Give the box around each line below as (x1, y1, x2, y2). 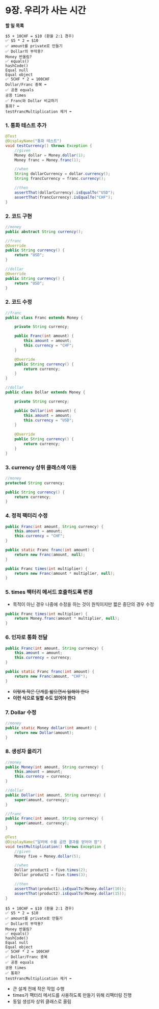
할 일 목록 (5, 22, 24, 29)
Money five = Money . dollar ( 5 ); (14, 854, 81, 859)
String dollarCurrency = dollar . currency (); (14, 171, 111, 176)
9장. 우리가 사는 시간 (5, 5, 86, 16)
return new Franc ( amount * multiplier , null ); (14, 571, 115, 576)
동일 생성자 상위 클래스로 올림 (12, 998, 71, 1004)
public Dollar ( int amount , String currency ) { (5, 792, 106, 798)
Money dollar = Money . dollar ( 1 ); (14, 152, 86, 158)
